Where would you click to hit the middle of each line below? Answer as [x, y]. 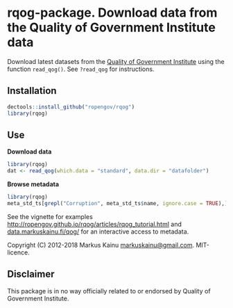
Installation [32, 91]
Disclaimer [31, 274]
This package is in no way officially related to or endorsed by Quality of [109, 291]
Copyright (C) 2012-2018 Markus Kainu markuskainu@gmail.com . [101, 245]
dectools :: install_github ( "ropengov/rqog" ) [71, 107]
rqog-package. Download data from [112, 13]
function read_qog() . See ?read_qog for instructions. [81, 69]
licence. [18, 252]
